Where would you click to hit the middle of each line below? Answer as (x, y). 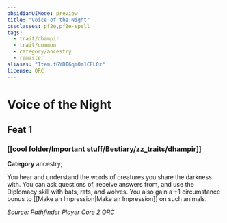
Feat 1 (20, 130)
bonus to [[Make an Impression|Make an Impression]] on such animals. (107, 199)
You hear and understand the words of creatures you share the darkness (109, 177)
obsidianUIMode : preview (42, 13)
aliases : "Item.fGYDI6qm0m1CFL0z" (56, 64)
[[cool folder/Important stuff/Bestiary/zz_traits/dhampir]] (104, 149)
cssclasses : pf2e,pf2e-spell (49, 26)
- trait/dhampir (36, 39)
